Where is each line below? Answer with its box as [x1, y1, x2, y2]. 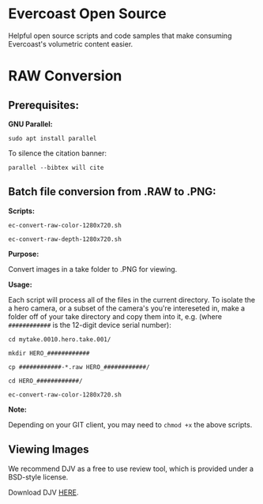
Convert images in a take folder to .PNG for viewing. [8, 264, 178, 273]
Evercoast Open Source [8, 5, 167, 23]
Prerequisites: [8, 98, 79, 111]
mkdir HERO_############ [8, 349, 90, 357]
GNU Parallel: [8, 119, 53, 129]
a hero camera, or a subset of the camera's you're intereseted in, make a [8, 303, 246, 313]
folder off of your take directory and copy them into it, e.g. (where [8, 311, 223, 321]
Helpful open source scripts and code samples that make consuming [8, 31, 232, 40]
